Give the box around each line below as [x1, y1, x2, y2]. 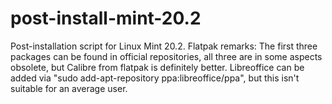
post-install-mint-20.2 [10, 7, 202, 30]
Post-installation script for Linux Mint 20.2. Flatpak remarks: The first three [10, 40, 318, 52]
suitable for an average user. [10, 82, 128, 94]
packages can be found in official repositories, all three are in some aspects [10, 50, 323, 62]
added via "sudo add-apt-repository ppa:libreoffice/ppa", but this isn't [10, 72, 300, 84]
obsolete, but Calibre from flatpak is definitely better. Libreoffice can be [10, 61, 305, 73]
